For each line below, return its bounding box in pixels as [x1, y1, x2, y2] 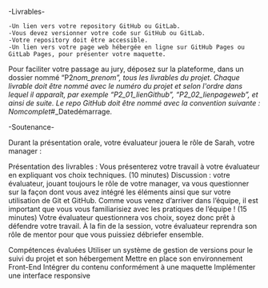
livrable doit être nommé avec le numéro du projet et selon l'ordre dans [8, 82, 242, 90]
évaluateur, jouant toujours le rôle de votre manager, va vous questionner [8, 179, 250, 188]
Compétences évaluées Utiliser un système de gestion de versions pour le [8, 246, 254, 254]
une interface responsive [8, 271, 90, 280]
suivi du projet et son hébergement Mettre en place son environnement [8, 254, 243, 263]
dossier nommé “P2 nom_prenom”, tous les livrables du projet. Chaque [8, 73, 240, 82]
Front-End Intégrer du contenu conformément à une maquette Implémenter [8, 262, 256, 271]
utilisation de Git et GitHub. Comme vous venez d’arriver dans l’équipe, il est [8, 196, 258, 205]
